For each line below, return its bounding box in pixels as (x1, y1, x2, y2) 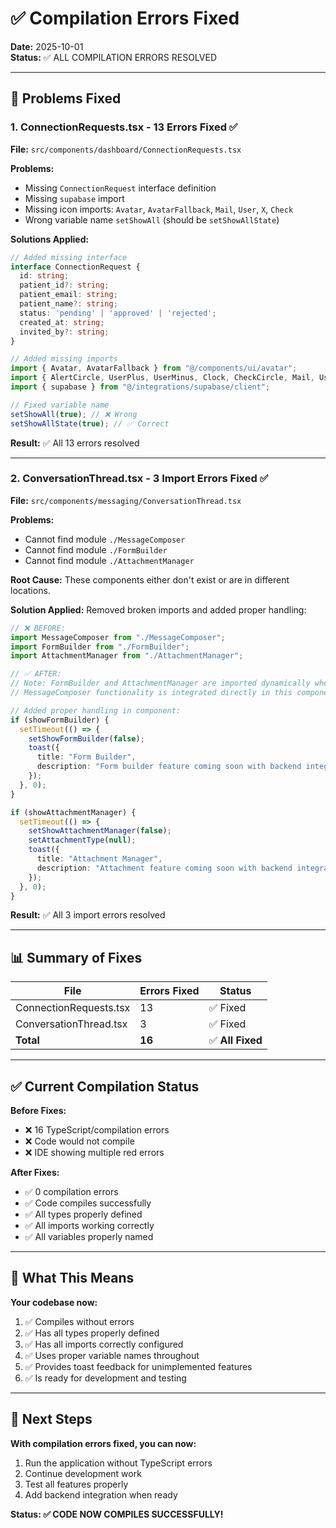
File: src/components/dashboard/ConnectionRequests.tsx (10, 143, 242, 155)
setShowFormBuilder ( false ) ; (28, 733, 145, 744)
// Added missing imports (10, 354, 118, 364)
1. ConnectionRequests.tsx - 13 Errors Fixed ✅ (10, 120, 238, 134)
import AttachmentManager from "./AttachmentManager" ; (10, 651, 244, 661)
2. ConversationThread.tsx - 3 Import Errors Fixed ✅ (10, 472, 269, 486)
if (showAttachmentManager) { (10, 807, 137, 817)
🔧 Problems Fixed (10, 90, 122, 107)
